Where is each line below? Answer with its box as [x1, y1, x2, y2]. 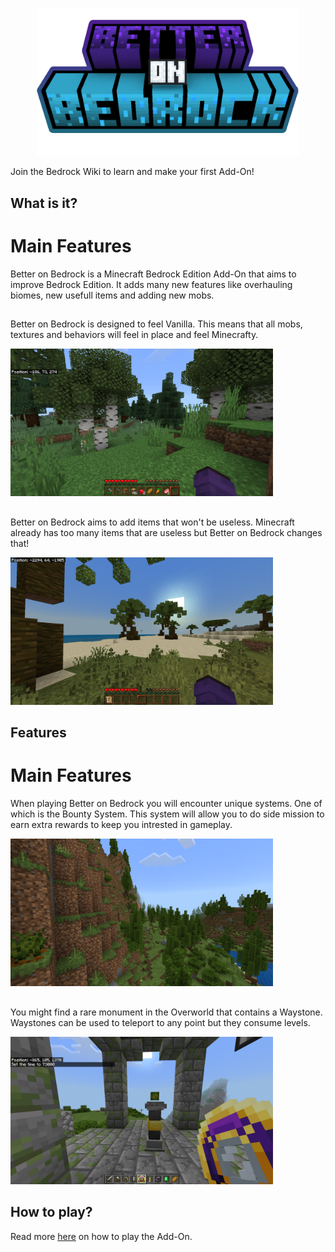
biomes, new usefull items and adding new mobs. [10, 289, 215, 301]
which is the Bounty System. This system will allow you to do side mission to [10, 808, 325, 820]
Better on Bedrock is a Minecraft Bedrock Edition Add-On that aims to [10, 268, 297, 280]
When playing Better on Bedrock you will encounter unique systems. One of [10, 798, 323, 810]
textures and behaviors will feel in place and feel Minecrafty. [10, 328, 259, 340]
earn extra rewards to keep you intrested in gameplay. [10, 819, 233, 831]
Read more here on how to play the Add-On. [10, 1230, 193, 1242]
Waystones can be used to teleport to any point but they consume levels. [10, 1016, 311, 1028]
